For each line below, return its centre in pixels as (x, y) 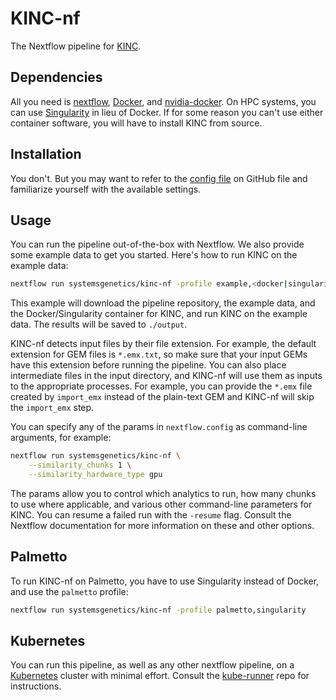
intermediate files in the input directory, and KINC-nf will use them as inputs (166, 376)
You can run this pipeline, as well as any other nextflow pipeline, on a (152, 665)
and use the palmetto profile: (69, 591)
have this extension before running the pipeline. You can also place (148, 365)
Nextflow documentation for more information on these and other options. (162, 525)
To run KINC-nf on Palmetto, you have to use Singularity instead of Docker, (165, 581)
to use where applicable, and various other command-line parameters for (161, 504)
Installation (46, 154)
